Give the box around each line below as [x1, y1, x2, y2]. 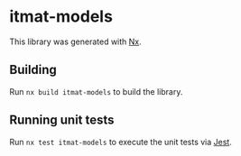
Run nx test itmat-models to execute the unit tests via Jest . [9, 136, 232, 147]
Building [9, 62, 57, 78]
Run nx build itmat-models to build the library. [9, 86, 183, 96]
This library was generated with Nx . [9, 36, 142, 47]
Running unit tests [9, 113, 115, 128]
